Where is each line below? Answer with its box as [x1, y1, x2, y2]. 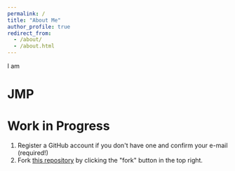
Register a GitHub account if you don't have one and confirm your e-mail [17, 141, 228, 150]
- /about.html [13, 43, 55, 50]
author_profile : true [7, 23, 71, 30]
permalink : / [7, 10, 46, 17]
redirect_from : [7, 29, 52, 37]
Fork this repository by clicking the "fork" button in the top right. [17, 156, 203, 165]
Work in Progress [7, 118, 110, 134]
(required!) [17, 149, 49, 157]
